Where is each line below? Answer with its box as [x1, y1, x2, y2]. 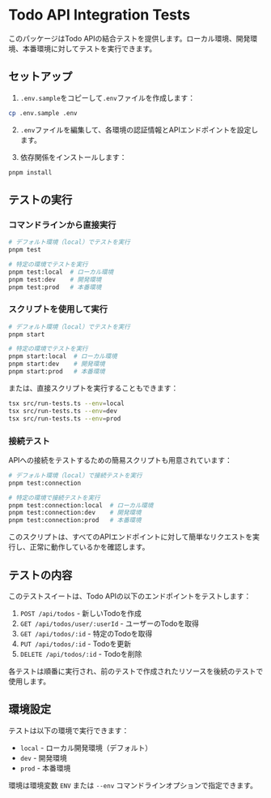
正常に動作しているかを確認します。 [29, 542, 150, 552]
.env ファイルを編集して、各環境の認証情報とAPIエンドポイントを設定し [19, 124, 259, 135]
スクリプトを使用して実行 [8, 304, 108, 315]
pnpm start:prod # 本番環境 [8, 368, 105, 376]
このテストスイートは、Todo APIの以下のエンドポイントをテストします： [8, 591, 252, 601]
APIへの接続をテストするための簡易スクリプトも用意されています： [8, 455, 232, 464]
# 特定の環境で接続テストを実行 [8, 494, 100, 502]
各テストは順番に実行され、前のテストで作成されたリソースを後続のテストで [8, 666, 264, 675]
